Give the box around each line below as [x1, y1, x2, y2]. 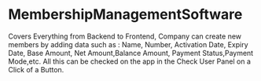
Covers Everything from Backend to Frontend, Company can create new [8, 31, 242, 41]
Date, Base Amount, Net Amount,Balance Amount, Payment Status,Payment [8, 48, 254, 57]
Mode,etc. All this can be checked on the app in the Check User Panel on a [8, 57, 252, 66]
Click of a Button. [8, 64, 64, 74]
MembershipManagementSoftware [8, 6, 243, 24]
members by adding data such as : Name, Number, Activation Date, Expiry [8, 39, 249, 49]
